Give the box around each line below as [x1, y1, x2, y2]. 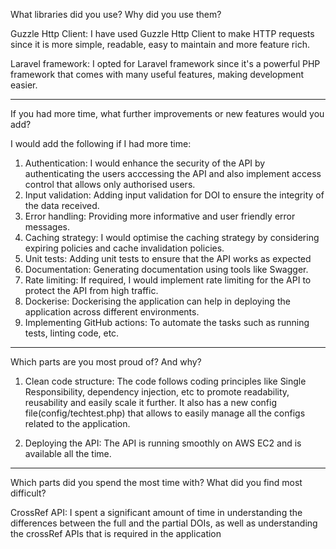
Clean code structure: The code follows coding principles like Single [24, 375, 307, 387]
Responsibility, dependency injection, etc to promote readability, [24, 386, 290, 398]
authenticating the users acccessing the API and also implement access [24, 168, 322, 179]
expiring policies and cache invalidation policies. [24, 242, 225, 254]
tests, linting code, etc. [24, 327, 120, 339]
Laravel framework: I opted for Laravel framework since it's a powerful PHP [10, 58, 321, 69]
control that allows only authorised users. [24, 179, 196, 190]
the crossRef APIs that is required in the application [10, 528, 222, 539]
